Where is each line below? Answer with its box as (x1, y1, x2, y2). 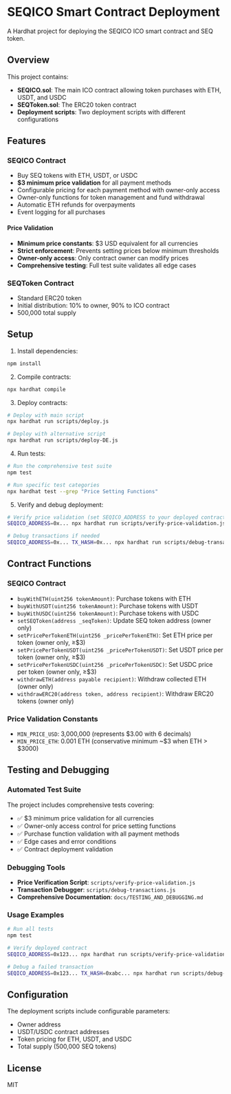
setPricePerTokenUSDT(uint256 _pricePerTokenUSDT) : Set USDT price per (16, 646, 223, 654)
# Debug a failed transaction (7, 963, 94, 970)
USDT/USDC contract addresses (16, 1028, 110, 1036)
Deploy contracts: (16, 398, 68, 406)
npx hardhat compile (7, 386, 67, 393)
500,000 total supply (16, 308, 77, 317)
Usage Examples (7, 910, 65, 920)
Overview (7, 54, 50, 66)
